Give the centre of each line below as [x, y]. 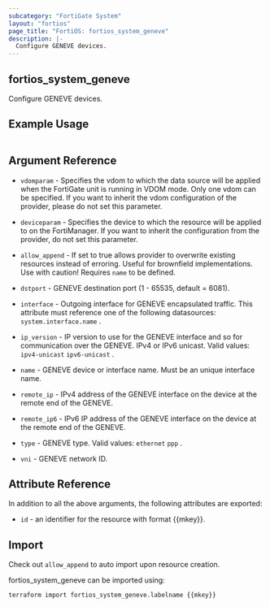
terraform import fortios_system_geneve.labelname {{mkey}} [113, 595]
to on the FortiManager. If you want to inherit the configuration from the [140, 230]
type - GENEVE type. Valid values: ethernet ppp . [101, 443]
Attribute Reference [60, 484]
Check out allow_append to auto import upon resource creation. [114, 565]
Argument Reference [63, 160]
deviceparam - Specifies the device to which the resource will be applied [141, 222]
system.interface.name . [61, 321]
